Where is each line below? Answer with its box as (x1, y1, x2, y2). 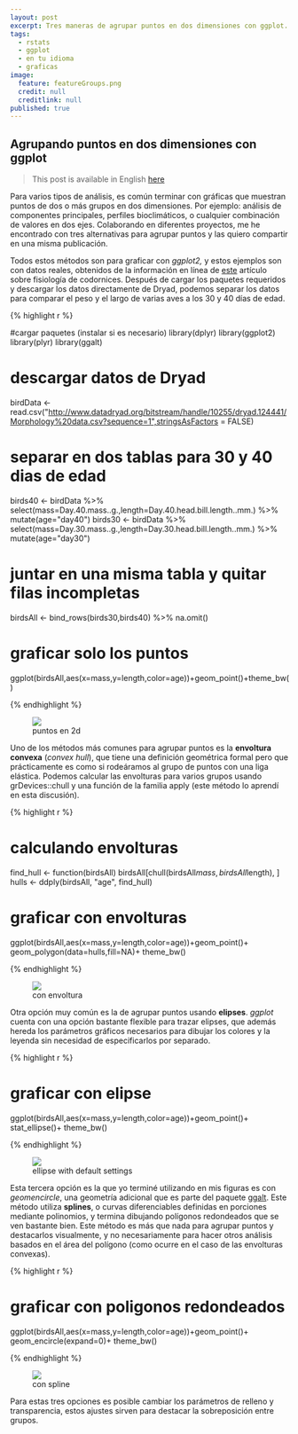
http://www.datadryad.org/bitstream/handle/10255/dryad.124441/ (48, 407, 287, 417)
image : (10, 71, 35, 80)
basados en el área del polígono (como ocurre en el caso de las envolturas (10, 1239, 283, 1250)
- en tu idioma (18, 54, 74, 63)
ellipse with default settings (32, 1165, 133, 1176)
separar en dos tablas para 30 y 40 (10, 447, 273, 467)
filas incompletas (10, 583, 140, 603)
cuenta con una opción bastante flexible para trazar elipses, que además (10, 1016, 277, 1027)
